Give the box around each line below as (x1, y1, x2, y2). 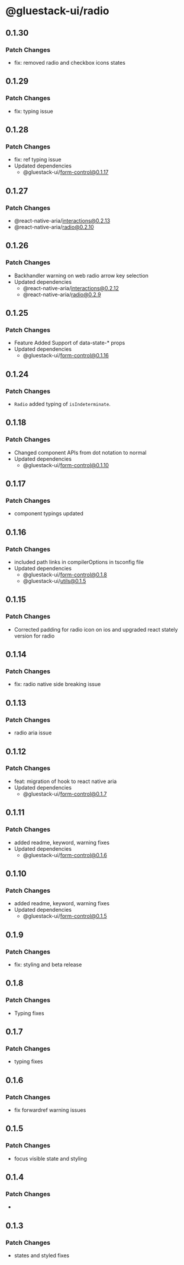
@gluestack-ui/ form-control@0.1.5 (22, 912, 107, 920)
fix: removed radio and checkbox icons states (14, 59, 125, 66)
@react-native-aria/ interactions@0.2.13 (14, 217, 111, 224)
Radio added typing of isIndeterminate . (14, 401, 111, 407)
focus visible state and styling (14, 1155, 87, 1162)
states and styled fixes (14, 1252, 69, 1259)
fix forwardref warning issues (14, 1106, 86, 1114)
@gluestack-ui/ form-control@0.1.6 (22, 851, 107, 858)
